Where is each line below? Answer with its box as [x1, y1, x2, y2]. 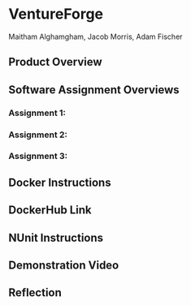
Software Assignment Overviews [8, 83, 180, 97]
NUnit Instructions [8, 230, 104, 244]
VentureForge [8, 5, 104, 24]
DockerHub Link [8, 204, 92, 217]
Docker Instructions [8, 175, 111, 189]
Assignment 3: [8, 151, 68, 162]
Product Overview [8, 55, 102, 69]
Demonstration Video [8, 259, 119, 273]
